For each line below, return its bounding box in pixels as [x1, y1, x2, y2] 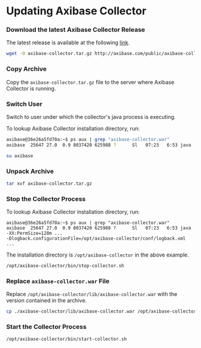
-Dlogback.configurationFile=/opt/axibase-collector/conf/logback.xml [6, 236, 186, 242]
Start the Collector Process [6, 323, 87, 331]
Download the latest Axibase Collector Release [6, 26, 145, 34]
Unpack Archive [6, 167, 54, 175]
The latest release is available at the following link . [6, 39, 130, 46]
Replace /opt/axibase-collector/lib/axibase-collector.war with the [6, 291, 178, 298]
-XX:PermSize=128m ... [6, 230, 63, 237]
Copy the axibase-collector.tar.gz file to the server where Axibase [6, 78, 175, 86]
